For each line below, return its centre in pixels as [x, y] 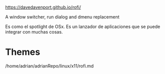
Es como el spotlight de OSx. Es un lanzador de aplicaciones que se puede [83, 26]
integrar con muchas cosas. [34, 32]
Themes [23, 52]
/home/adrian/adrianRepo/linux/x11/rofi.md [50, 66]
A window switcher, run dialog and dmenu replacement [62, 17]
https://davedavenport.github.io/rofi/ [43, 7]
